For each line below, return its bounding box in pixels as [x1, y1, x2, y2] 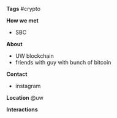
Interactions [6, 106, 38, 113]
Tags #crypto [6, 5, 41, 12]
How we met [6, 17, 39, 24]
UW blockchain [15, 52, 54, 60]
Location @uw [6, 94, 44, 101]
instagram [15, 82, 41, 89]
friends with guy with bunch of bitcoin [15, 59, 111, 66]
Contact [6, 71, 28, 78]
